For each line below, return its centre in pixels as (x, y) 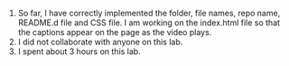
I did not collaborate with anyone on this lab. (100, 42)
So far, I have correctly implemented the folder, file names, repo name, (149, 13)
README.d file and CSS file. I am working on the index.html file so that (149, 23)
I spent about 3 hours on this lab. (79, 52)
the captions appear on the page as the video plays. (115, 32)
